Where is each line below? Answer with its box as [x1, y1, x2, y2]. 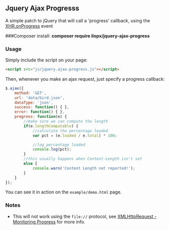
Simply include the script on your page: [5, 57, 88, 63]
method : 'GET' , [14, 90, 47, 95]
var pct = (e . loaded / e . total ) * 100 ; [32, 133, 117, 138]
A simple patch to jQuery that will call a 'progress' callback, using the [5, 17, 150, 23]
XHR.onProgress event [5, 23, 53, 29]
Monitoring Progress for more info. [12, 218, 86, 225]
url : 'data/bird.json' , [14, 95, 65, 101]
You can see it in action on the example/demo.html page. [5, 189, 122, 195]
